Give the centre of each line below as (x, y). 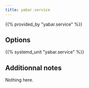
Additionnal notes (33, 68)
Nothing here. (19, 80)
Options (18, 40)
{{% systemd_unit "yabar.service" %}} (45, 52)
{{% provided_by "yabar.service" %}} (44, 24)
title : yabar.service (28, 10)
